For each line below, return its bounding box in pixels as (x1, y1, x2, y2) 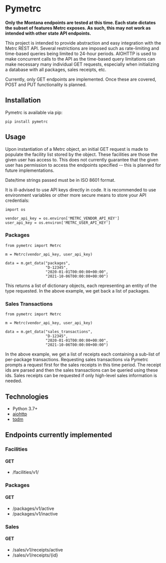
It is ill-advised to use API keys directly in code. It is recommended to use (5, 186, 156, 193)
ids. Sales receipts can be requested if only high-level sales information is (5, 373, 157, 379)
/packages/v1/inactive (12, 510, 58, 516)
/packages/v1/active (12, 505, 54, 511)
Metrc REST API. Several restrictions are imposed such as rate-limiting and (5, 45, 159, 51)
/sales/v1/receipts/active (12, 546, 63, 552)
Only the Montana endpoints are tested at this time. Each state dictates (5, 20, 156, 26)
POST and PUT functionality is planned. (5, 81, 87, 88)
